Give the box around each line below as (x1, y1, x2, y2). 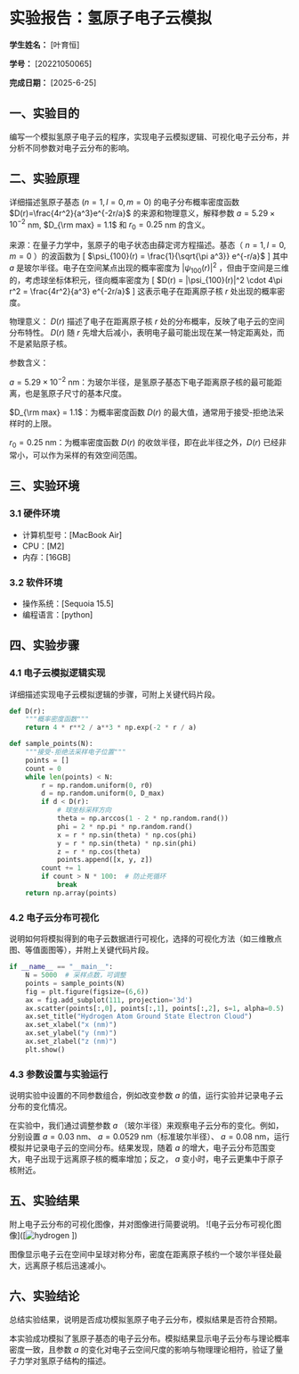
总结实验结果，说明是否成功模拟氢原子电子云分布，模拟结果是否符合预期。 (9, 1313, 282, 1325)
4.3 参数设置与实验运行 (9, 1068, 109, 1080)
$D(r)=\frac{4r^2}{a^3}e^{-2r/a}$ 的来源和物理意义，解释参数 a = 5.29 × (9, 207, 276, 219)
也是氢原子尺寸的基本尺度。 (24, 388, 126, 399)
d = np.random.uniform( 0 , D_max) (41, 789, 166, 799)
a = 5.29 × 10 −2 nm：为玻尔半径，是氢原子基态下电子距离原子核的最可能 (9, 376, 275, 388)
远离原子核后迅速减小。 (24, 1260, 111, 1271)
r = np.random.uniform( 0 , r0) (41, 781, 153, 790)
